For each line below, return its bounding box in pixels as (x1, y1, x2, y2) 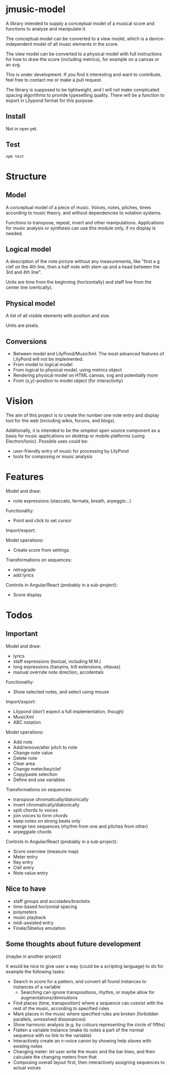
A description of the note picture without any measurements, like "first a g (6, 258, 160, 264)
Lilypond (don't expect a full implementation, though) (13, 708, 124, 714)
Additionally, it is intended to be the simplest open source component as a (6, 427, 160, 433)
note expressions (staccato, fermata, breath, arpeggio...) (13, 497, 132, 503)
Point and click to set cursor (13, 517, 72, 523)
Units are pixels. (6, 322, 39, 328)
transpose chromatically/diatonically (13, 796, 89, 802)
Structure (6, 171, 47, 182)
